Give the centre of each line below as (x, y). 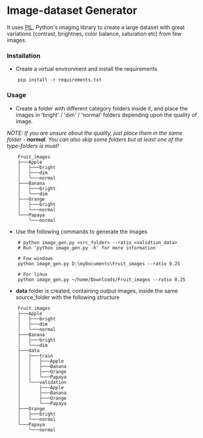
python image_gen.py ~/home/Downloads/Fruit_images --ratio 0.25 (102, 279)
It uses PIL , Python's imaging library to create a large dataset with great (96, 27)
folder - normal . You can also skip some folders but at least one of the (95, 139)
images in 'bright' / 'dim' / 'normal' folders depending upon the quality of (106, 115)
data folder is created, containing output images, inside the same (97, 291)
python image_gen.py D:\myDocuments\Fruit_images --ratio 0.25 (99, 263)
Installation (24, 56)
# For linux (33, 274)
